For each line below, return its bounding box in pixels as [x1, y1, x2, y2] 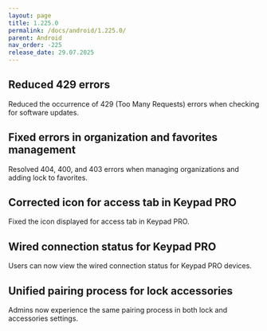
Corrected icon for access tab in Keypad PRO [8, 196, 237, 209]
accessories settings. [8, 313, 78, 323]
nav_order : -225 [8, 41, 62, 49]
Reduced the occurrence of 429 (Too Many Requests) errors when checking [8, 99, 260, 108]
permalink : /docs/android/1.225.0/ [8, 26, 127, 34]
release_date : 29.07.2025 [8, 49, 94, 56]
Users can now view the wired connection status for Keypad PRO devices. [8, 261, 253, 271]
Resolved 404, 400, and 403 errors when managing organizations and [8, 164, 239, 173]
